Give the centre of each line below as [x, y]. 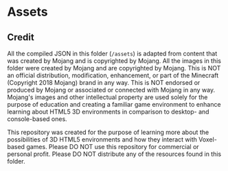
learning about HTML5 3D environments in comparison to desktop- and [108, 111]
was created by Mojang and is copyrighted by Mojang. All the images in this [114, 61]
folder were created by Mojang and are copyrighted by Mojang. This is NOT [114, 68]
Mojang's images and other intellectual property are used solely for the [107, 97]
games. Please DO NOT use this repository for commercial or [113, 147]
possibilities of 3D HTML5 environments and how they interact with [102, 140]
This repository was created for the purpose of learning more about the [108, 132]
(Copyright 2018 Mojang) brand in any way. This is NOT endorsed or [104, 82]
